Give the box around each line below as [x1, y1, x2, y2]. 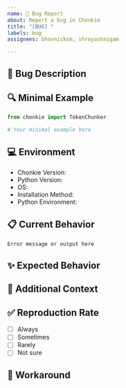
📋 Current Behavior [7, 219, 95, 231]
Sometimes [17, 333, 50, 342]
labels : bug [7, 29, 42, 37]
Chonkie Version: [17, 168, 67, 177]
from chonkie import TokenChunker [7, 114, 107, 121]
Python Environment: [17, 197, 78, 206]
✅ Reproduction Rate [7, 306, 99, 319]
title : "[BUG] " [7, 23, 54, 30]
